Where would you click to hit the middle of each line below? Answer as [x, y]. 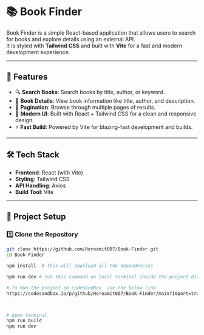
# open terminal [27, 315]
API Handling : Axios [40, 185]
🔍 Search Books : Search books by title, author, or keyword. [90, 92]
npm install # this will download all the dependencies [80, 266]
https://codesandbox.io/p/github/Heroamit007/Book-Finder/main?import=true [104, 293]
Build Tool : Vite [34, 192]
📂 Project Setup [36, 216]
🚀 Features [27, 77]
